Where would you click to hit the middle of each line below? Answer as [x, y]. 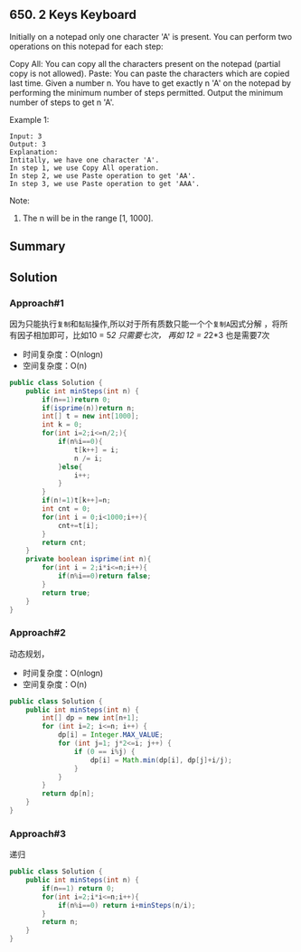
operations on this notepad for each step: [87, 46]
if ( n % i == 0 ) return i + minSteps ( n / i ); [127, 905]
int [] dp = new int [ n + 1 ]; [91, 718]
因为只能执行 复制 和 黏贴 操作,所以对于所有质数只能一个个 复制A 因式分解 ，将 [145, 324]
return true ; [66, 593]
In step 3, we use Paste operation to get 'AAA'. [105, 184]
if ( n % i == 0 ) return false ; [104, 576]
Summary [38, 246]
